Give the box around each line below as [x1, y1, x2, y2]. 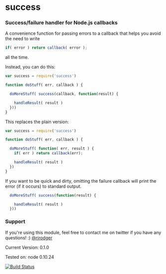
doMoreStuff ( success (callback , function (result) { [9, 91, 119, 97]
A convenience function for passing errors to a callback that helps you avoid [5, 30, 161, 36]
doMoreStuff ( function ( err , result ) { [9, 146, 94, 151]
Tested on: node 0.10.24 [5, 254, 55, 260]
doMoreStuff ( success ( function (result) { [9, 193, 97, 198]
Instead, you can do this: [5, 64, 55, 70]
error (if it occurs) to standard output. [5, 183, 82, 189]
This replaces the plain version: [5, 119, 69, 125]
